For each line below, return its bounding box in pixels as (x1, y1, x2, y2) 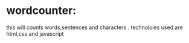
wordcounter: (6, 4, 77, 18)
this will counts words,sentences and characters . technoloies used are (6, 24, 183, 31)
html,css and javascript (6, 30, 64, 37)
